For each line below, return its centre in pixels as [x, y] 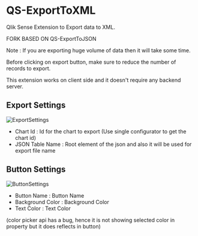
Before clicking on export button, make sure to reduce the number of [91, 62]
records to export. [28, 68]
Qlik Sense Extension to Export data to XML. [61, 27]
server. [15, 86]
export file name [35, 150]
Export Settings [36, 105]
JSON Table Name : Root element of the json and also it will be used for [103, 144]
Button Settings [36, 170]
